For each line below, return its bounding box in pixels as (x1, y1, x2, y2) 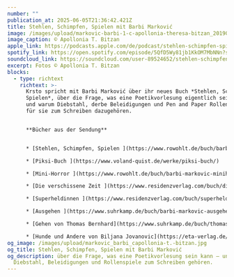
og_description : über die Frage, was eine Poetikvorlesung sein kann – (7, 253, 219, 260)
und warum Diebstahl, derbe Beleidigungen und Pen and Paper (25, 101, 208, 108)
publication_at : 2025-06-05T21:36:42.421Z (7, 17, 132, 24)
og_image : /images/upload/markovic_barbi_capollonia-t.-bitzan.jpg (7, 239, 208, 246)
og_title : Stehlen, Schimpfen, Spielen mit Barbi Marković (7, 246, 182, 253)
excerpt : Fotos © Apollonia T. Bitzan (7, 62, 120, 69)
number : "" (7, 10, 39, 17)
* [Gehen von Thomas (25, 220, 86, 227)
